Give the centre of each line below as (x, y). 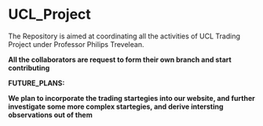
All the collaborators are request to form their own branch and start (120, 59)
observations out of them (50, 114)
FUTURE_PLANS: (37, 83)
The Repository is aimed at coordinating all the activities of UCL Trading (124, 36)
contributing (29, 67)
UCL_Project (50, 14)
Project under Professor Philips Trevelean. (76, 44)
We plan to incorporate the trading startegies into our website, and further (131, 98)
